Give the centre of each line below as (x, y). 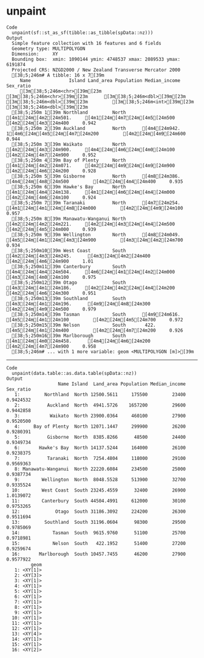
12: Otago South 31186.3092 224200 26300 (99, 512)
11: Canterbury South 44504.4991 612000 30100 (99, 501)
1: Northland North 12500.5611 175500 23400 (100, 394)
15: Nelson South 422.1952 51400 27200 (99, 543)
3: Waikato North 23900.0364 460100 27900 (100, 416)
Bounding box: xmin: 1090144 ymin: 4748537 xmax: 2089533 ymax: (96, 59)
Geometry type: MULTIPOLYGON (49, 49)
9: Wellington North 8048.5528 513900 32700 (100, 479)
